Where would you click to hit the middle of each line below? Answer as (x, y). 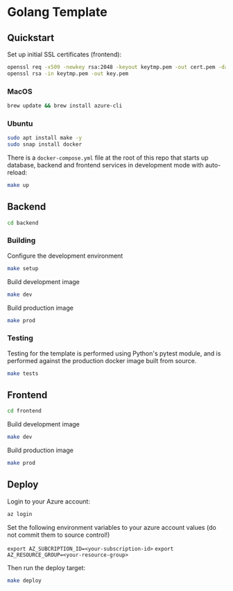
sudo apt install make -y (44, 138)
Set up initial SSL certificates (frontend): (64, 54)
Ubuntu (20, 124)
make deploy (24, 581)
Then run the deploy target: (46, 567)
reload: (17, 172)
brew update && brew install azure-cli (65, 106)
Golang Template (57, 12)
